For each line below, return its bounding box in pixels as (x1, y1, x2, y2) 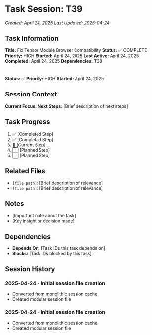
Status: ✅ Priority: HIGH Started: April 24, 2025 (5, 75, 104, 81)
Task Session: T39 (5, 3, 83, 15)
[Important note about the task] (12, 213, 76, 219)
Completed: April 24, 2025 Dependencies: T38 (5, 58, 103, 64)
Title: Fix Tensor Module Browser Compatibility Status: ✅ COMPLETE (5, 47, 147, 53)
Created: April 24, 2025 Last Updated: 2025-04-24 (5, 20, 110, 26)
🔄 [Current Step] (12, 142, 46, 148)
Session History (5, 265, 55, 273)
